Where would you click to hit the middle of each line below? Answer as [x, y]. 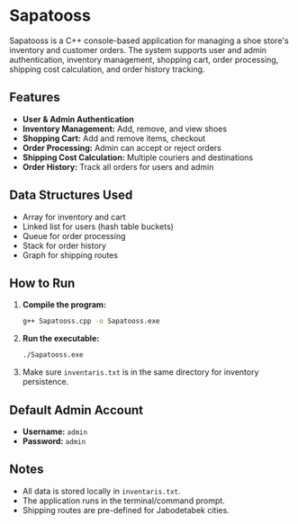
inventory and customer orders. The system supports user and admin [138, 49]
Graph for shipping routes [70, 255]
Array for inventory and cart [74, 217]
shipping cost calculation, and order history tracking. [107, 69]
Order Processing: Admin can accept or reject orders [122, 147]
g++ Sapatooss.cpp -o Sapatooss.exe [91, 321]
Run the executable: [61, 339]
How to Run [42, 283]
